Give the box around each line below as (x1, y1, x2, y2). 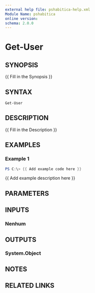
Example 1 (5, 155, 30, 162)
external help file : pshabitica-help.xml (5, 7, 91, 12)
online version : (5, 16, 38, 21)
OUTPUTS (5, 235, 37, 243)
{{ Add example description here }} (5, 175, 76, 181)
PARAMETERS (5, 189, 49, 197)
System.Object (5, 250, 41, 257)
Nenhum (5, 221, 26, 227)
